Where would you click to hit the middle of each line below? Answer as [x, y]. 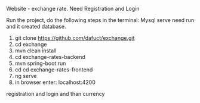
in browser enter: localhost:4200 [55, 82]
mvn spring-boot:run [40, 63]
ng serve [26, 76]
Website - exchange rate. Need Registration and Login [73, 9]
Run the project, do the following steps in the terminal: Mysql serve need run [100, 20]
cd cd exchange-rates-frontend [54, 70]
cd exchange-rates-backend [50, 57]
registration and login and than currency [56, 94]
